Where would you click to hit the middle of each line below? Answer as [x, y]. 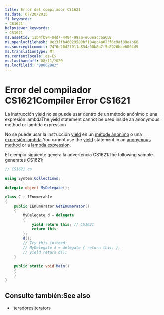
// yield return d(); [45, 252]
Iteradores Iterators [31, 308]
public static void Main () [42, 266]
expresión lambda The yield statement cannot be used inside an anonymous [82, 119]
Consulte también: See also [48, 296]
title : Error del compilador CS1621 [43, 10]
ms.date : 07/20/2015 [27, 14]
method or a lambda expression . [38, 145]
